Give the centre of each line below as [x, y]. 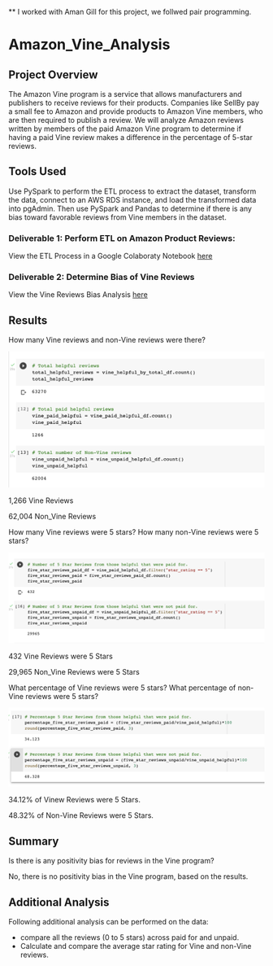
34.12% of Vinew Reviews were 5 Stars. [74, 800]
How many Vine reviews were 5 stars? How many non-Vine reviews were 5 [134, 531]
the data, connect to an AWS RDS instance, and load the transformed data [132, 199]
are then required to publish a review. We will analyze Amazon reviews [126, 120]
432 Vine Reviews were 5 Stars [61, 656]
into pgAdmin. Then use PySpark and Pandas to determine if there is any [130, 208]
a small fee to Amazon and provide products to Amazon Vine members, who [136, 111]
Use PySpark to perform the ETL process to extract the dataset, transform [132, 191]
